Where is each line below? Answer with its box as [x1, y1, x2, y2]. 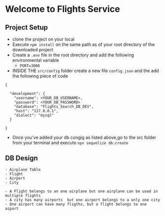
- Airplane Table [5, 167, 41, 172]
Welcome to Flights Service [5, 3, 120, 15]
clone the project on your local [12, 36, 75, 42]
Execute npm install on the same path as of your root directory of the [12, 42, 155, 47]
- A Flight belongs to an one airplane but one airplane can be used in [5, 189, 158, 194]
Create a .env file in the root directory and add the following [12, 52, 134, 58]
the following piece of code [12, 73, 68, 79]
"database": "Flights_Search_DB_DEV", [14, 104, 94, 109]
